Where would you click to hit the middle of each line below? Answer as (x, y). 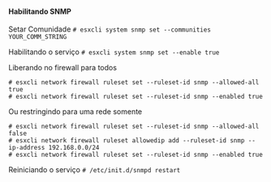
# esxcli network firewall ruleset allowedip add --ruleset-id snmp (127, 141)
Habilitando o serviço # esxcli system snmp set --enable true (114, 52)
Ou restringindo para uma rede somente (75, 112)
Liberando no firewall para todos (63, 68)
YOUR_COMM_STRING (38, 37)
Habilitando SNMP (40, 11)
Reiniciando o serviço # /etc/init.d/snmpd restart (95, 170)
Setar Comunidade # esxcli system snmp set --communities (110, 29)
